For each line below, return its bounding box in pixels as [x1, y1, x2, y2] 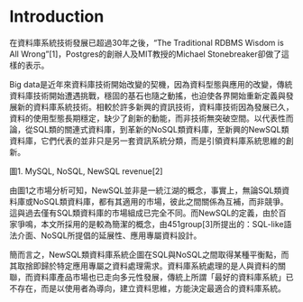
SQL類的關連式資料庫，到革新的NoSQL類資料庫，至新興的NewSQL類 [32, 124, 289, 134]
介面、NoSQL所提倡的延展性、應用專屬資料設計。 [16, 230, 202, 241]
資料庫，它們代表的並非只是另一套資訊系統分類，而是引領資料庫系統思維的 [9, 135, 286, 146]
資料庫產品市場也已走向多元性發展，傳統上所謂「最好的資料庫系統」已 [32, 271, 294, 282]
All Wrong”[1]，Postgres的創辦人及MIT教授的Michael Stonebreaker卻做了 [9, 48, 282, 59]
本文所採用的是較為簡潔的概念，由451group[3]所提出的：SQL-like [40, 218, 284, 229]
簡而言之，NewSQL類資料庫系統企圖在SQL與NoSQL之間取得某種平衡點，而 [9, 249, 289, 260]
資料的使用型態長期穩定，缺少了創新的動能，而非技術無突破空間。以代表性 [9, 113, 286, 124]
